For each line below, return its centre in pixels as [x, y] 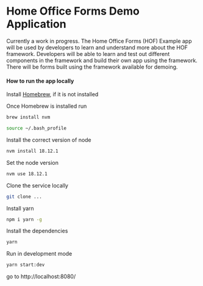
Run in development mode [39, 254]
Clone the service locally [37, 185]
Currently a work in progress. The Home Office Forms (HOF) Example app [99, 41]
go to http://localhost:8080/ [41, 277]
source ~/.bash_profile [37, 128]
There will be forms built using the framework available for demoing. [92, 67]
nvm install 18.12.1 [33, 151]
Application [36, 24]
